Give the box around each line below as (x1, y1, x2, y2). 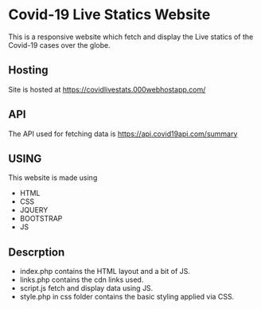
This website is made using (8, 173, 98, 182)
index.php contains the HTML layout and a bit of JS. (19, 267, 191, 276)
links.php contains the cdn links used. (19, 275, 144, 284)
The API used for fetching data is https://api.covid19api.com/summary (8, 129, 238, 139)
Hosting (8, 64, 49, 77)
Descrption (8, 245, 65, 259)
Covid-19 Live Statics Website (8, 6, 211, 24)
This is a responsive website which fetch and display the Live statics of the (8, 32, 254, 41)
